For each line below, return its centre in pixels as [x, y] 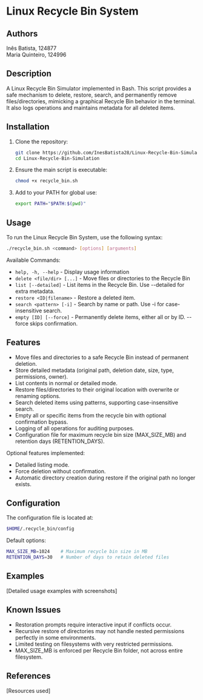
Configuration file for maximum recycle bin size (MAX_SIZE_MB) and [101, 434]
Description [29, 74]
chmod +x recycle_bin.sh [46, 181]
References [28, 676]
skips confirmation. [54, 323]
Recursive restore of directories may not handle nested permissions [100, 631]
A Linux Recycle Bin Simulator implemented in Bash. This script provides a [99, 88]
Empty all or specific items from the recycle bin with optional [91, 415]
